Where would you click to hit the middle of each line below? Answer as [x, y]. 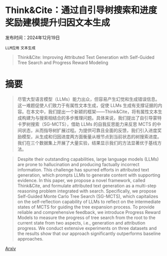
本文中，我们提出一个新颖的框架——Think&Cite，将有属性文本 [94, 111]
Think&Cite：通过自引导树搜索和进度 [81, 10]
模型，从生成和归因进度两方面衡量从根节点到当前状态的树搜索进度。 [92, 136]
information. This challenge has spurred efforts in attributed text [83, 169]
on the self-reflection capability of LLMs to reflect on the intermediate [89, 201]
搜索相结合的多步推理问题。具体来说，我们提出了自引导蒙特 [100, 117]
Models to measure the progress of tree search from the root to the [86, 217]
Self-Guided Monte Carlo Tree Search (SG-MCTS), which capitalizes [88, 196]
